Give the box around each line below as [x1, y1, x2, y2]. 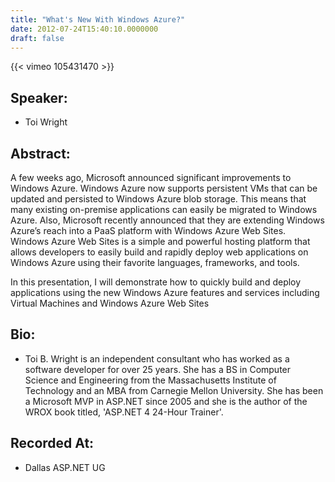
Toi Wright [24, 116, 68, 128]
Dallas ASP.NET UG [24, 461, 106, 473]
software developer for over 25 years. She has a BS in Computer [24, 363, 292, 375]
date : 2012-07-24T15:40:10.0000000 [10, 24, 159, 34]
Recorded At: [10, 435, 95, 452]
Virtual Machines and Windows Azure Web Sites [10, 297, 210, 309]
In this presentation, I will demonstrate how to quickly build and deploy [10, 276, 302, 288]
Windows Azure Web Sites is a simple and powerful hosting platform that [10, 236, 311, 247]
